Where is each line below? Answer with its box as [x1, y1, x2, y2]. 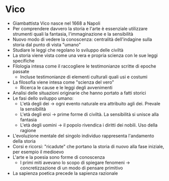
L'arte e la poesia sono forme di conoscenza [12, 154, 105, 160]
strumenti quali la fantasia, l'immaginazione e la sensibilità [12, 31, 134, 37]
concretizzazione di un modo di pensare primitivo [20, 165, 123, 171]
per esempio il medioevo [12, 149, 64, 155]
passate [12, 68, 29, 74]
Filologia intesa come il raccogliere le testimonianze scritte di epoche [12, 63, 156, 69]
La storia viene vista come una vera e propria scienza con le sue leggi [12, 52, 158, 58]
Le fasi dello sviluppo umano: [12, 95, 74, 101]
